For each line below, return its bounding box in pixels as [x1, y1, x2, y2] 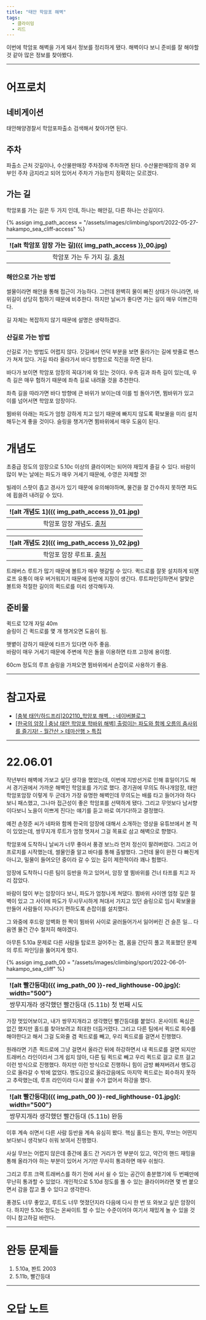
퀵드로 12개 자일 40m [6, 620, 58, 627]
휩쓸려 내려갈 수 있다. [12, 491, 64, 499]
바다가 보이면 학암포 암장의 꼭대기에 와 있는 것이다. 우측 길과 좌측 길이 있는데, [6, 369, 191, 376]
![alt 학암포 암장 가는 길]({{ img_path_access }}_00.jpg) [9, 240, 167, 249]
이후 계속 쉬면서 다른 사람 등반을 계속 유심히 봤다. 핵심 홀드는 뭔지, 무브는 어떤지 [6, 1129, 197, 1137]
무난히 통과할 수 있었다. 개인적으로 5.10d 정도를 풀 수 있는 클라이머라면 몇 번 [6, 1178, 188, 1186]
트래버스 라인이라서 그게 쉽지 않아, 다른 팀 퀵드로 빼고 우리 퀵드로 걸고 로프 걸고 [6, 1053, 196, 1061]
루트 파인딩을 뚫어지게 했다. [12, 946, 78, 954]
